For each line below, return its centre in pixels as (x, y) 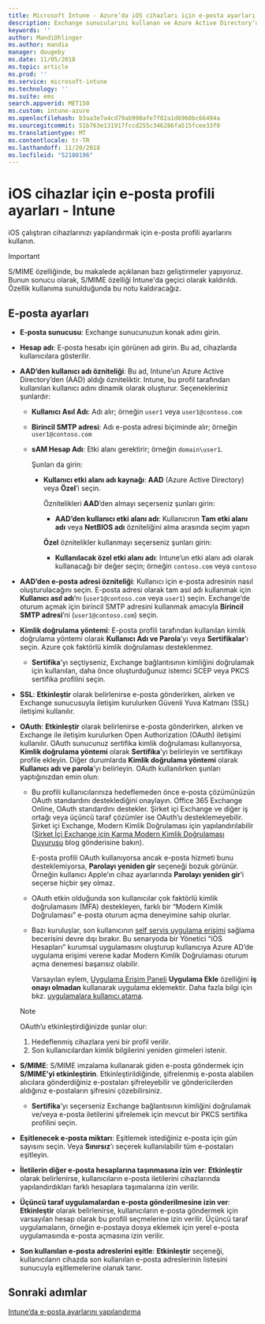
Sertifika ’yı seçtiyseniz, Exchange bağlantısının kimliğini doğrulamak (143, 662)
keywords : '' (30, 30)
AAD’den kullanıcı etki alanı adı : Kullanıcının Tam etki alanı (151, 519)
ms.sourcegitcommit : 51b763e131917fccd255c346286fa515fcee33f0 (114, 126)
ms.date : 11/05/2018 (42, 60)
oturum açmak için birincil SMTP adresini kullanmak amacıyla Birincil (131, 606)
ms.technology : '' (38, 89)
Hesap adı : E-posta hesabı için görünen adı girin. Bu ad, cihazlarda (128, 347)
